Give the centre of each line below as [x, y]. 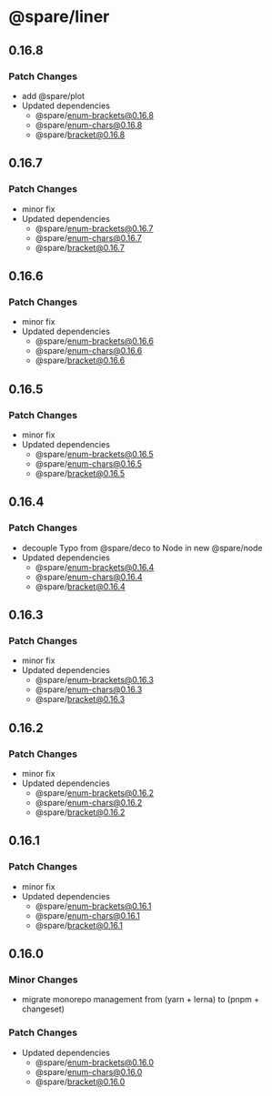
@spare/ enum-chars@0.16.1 [87, 915]
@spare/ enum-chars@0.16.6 [89, 351]
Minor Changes [43, 980]
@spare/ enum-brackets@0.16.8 [94, 115]
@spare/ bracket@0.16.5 [80, 473]
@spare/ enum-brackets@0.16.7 [94, 228]
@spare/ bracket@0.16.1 [79, 925]
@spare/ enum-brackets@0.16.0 [95, 1062]
